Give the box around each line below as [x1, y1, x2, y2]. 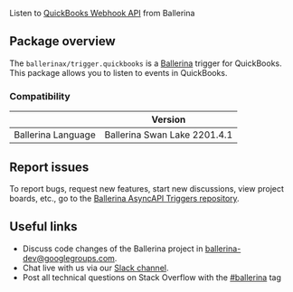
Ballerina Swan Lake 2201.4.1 [104, 128, 233, 141]
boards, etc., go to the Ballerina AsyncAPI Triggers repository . [9, 193, 240, 203]
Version [151, 113, 186, 126]
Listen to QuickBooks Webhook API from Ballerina [9, 8, 195, 18]
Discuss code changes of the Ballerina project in [22, 243, 203, 254]
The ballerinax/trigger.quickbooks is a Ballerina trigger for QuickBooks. [9, 58, 282, 69]
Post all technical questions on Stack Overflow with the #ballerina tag [22, 271, 282, 283]
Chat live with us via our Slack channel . [22, 262, 169, 273]
